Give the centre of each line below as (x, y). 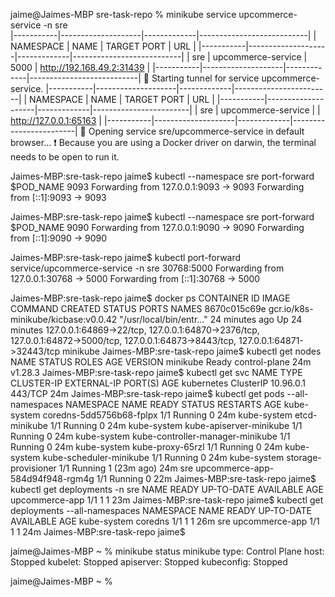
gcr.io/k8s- (291, 308)
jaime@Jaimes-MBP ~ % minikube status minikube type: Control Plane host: (167, 551)
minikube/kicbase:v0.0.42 (64, 319)
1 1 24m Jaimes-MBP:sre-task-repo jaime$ (98, 532)
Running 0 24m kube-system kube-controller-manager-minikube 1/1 (150, 436)
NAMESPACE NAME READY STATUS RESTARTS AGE (173, 404)
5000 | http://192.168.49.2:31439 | (80, 67)
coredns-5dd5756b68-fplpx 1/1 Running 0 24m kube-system (167, 415)
